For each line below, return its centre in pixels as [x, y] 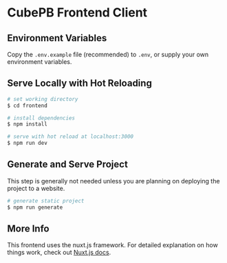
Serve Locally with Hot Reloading [80, 83]
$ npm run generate [35, 207]
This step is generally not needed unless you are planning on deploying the [113, 181]
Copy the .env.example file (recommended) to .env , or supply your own [108, 54]
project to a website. [36, 188]
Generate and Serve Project [68, 164]
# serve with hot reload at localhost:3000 [71, 137]
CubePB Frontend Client [77, 13]
